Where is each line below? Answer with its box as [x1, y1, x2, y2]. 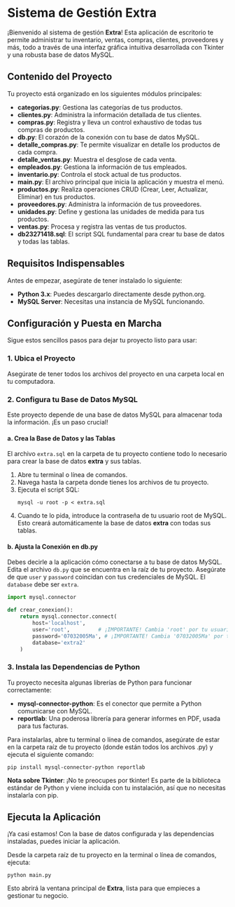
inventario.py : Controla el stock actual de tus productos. [17, 170, 182, 178]
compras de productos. [17, 125, 85, 134]
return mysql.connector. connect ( [20, 613, 117, 620]
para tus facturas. [17, 721, 69, 730]
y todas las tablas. [17, 237, 70, 246]
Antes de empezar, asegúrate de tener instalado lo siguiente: [7, 276, 183, 285]
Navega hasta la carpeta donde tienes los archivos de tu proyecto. [17, 478, 209, 487]
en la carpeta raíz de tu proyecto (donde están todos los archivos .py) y [7, 742, 213, 751]
